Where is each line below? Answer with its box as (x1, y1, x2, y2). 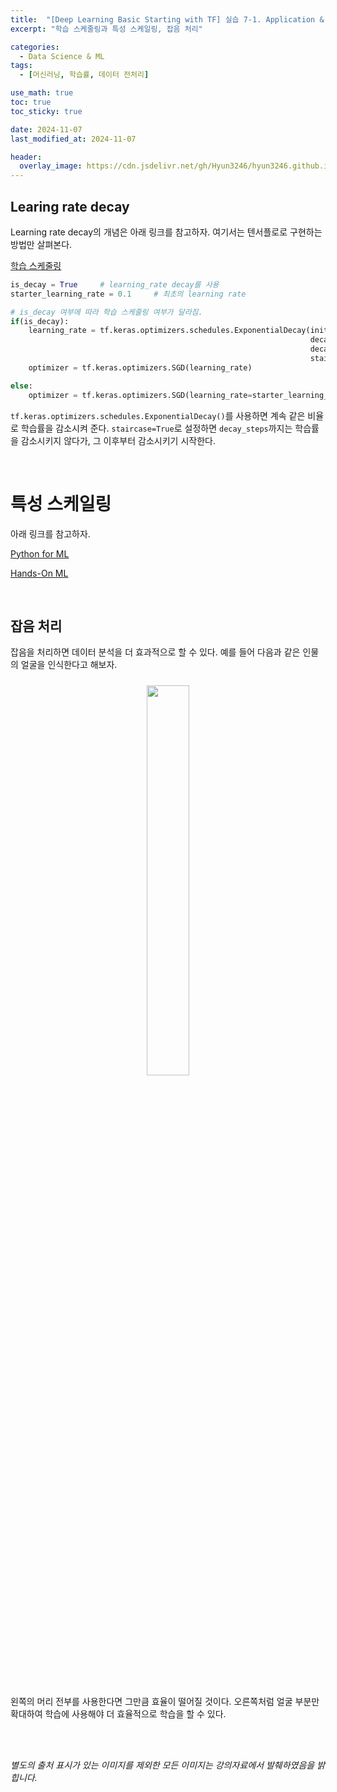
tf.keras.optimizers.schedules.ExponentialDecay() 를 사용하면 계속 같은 (10, 409, 306, 421)
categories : (10, 42, 60, 52)
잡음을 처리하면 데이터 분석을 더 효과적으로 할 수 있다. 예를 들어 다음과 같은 (10, 646, 301, 658)
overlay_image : (19, 161, 83, 171)
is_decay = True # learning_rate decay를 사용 (10, 279, 220, 290)
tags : (10, 61, 33, 71)
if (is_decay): (10, 316, 70, 326)
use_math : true (10, 88, 74, 98)
